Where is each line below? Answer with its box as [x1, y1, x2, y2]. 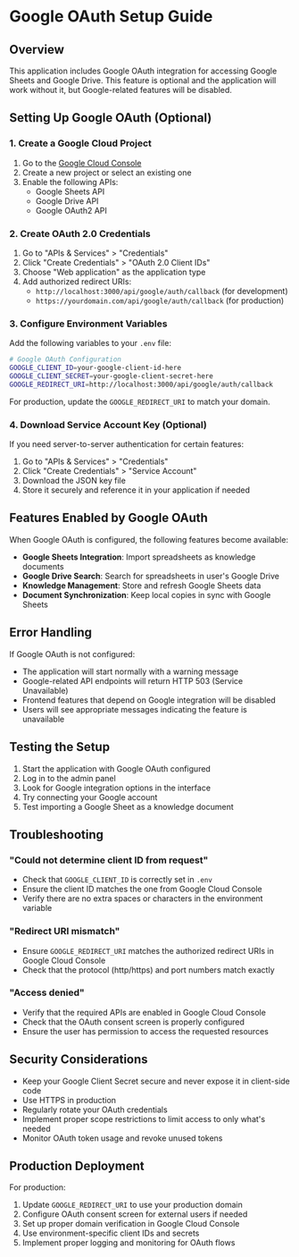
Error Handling [9, 625, 92, 640]
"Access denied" [9, 986, 85, 999]
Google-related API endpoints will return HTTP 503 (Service [21, 675, 244, 686]
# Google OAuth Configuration [9, 355, 122, 364]
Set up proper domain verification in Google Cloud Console [21, 1219, 240, 1229]
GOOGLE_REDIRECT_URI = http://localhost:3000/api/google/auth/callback [9, 380, 274, 389]
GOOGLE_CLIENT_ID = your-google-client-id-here [9, 364, 181, 373]
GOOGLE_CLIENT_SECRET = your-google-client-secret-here [9, 372, 214, 381]
